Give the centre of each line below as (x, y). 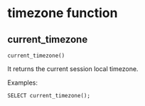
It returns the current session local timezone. (73, 69)
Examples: (22, 83)
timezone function (63, 13)
